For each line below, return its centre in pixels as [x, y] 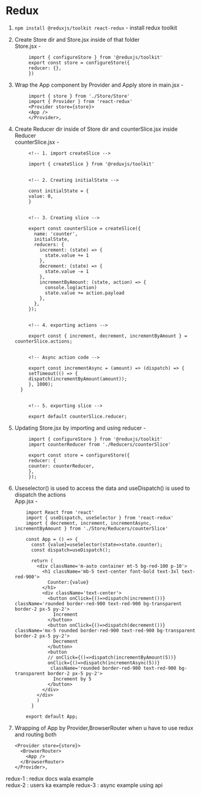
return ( [42, 560]
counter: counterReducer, [61, 466]
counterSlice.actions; [43, 341]
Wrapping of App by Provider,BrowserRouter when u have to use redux [104, 727]
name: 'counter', [56, 234]
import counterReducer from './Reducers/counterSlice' [100, 444]
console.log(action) [71, 287]
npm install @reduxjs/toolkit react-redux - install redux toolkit [96, 28]
